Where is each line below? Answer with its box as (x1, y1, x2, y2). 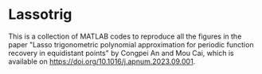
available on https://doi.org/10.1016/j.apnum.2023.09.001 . (8, 57, 196, 66)
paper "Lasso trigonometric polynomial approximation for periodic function (8, 39, 254, 49)
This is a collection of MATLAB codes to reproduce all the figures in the (8, 31, 242, 41)
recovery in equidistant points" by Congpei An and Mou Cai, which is (8, 48, 234, 57)
